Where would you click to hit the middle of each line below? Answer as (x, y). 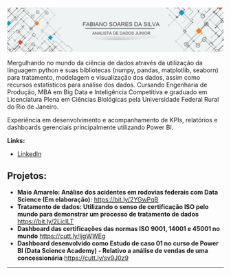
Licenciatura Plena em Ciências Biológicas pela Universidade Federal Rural (113, 100)
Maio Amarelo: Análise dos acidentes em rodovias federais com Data (118, 192)
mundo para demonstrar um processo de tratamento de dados (108, 214)
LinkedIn (29, 154)
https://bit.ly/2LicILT (45, 221)
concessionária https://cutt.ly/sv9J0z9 (73, 258)
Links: (16, 141)
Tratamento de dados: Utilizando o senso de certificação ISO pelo (113, 207)
